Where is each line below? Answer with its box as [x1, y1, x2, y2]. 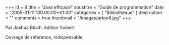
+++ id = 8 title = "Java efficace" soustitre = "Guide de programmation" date [5, 4, 164, 10]
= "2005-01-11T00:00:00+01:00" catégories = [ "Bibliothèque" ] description [5, 9, 162, 15]
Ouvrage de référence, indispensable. [5, 34, 84, 40]
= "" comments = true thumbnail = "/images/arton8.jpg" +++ [5, 15, 131, 20]
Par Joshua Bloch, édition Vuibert [5, 24, 75, 30]
